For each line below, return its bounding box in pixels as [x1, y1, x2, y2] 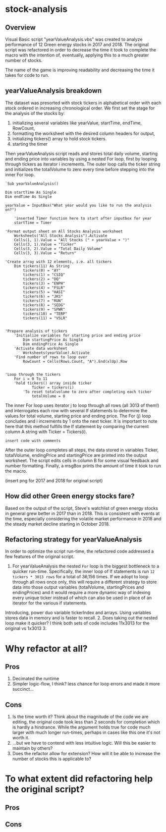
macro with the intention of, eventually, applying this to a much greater [5, 52, 149, 58]
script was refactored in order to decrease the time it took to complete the [5, 47, 156, 53]
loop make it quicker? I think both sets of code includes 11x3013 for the [5, 620, 150, 626]
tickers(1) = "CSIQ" [23, 272, 65, 277]
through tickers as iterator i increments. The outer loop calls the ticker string [5, 161, 161, 167]
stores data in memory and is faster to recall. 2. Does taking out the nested [5, 615, 158, 621]
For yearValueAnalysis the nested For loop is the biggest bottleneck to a [12, 563, 160, 569]
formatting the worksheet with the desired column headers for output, [12, 130, 155, 136]
